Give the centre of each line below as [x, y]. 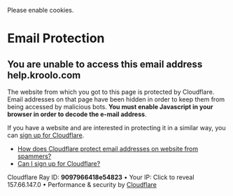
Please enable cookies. [41, 10]
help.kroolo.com [44, 75]
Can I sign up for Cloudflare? [59, 163]
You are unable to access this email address [105, 64]
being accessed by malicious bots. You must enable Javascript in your [110, 107]
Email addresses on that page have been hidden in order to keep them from [116, 99]
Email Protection [56, 38]
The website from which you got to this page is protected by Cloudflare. [111, 92]
